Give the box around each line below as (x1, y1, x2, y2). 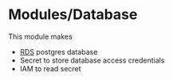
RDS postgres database (19, 47, 98, 56)
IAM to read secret (19, 63, 81, 73)
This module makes (8, 32, 73, 41)
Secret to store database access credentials (19, 55, 165, 65)
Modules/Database (8, 6, 138, 24)
